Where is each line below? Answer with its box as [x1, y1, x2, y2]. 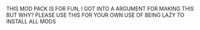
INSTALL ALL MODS [6, 18, 56, 25]
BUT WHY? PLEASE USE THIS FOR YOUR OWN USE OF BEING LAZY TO [6, 11, 184, 19]
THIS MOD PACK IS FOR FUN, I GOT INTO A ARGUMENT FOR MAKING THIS [6, 5, 195, 12]
